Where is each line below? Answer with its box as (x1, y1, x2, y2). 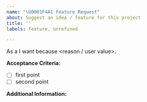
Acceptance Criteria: (6, 59, 61, 67)
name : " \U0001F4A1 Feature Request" (6, 8, 100, 15)
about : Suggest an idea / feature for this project (6, 15, 141, 21)
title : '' (6, 20, 32, 26)
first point (15, 71, 40, 79)
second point (15, 78, 49, 86)
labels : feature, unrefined (6, 25, 78, 32)
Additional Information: (6, 90, 67, 98)
